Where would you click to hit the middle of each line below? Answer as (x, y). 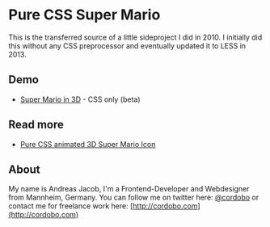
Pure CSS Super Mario (84, 15)
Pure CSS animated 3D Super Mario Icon (88, 144)
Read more (36, 125)
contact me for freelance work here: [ (71, 206)
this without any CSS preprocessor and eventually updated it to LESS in (127, 45)
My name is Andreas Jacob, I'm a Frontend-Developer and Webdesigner (129, 189)
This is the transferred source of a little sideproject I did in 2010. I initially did (135, 37)
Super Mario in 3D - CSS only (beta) (80, 99)
